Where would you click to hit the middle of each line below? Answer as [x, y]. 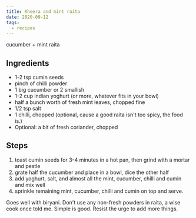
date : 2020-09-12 [27, 17]
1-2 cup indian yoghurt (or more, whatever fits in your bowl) [87, 96]
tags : [13, 22]
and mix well [30, 185]
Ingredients [28, 63]
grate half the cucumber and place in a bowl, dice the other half [92, 172]
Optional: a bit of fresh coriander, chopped [66, 128]
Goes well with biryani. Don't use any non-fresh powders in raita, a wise [93, 202]
